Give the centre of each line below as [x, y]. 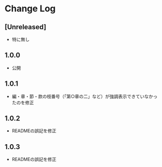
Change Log [30, 9]
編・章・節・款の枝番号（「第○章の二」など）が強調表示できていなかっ [84, 96]
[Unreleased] [26, 27]
